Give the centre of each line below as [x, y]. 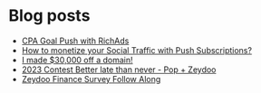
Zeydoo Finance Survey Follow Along [91, 79]
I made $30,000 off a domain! [77, 60]
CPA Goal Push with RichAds [75, 41]
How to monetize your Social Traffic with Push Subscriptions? [137, 50]
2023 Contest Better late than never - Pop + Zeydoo [119, 70]
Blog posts [49, 16]
